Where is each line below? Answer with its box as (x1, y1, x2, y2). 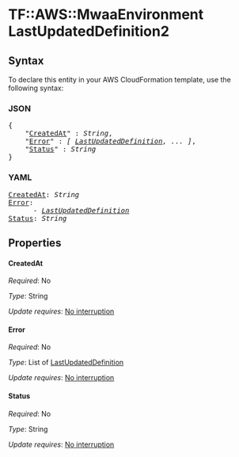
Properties (8, 236, 62, 249)
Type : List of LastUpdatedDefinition (8, 358, 124, 368)
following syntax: (8, 83, 64, 93)
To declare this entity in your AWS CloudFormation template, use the (8, 75, 231, 84)
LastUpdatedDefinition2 (8, 22, 170, 40)
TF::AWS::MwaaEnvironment (8, 6, 204, 24)
